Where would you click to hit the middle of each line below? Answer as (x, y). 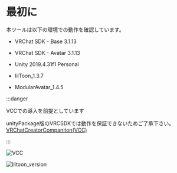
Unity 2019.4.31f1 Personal (47, 64)
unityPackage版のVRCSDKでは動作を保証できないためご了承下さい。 (90, 123)
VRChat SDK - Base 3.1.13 (45, 41)
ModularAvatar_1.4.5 (39, 87)
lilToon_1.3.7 (29, 76)
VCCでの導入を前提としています (45, 110)
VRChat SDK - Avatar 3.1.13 (47, 53)
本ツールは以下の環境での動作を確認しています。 (65, 30)
